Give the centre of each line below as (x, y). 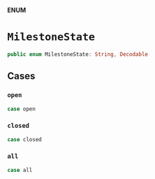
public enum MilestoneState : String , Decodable (78, 54)
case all (20, 170)
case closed (24, 139)
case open (22, 109)
